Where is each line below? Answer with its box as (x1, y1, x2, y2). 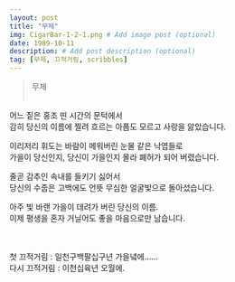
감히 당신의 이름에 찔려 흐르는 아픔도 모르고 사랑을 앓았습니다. (9, 121, 227, 132)
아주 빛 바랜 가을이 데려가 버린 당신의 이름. (9, 202, 159, 212)
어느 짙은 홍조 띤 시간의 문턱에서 (9, 110, 124, 120)
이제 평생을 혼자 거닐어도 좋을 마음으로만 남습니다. (9, 213, 186, 223)
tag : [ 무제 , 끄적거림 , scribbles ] (9, 55, 128, 64)
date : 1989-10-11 (9, 38, 75, 48)
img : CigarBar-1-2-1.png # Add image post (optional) (9, 30, 217, 39)
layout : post (9, 13, 59, 23)
